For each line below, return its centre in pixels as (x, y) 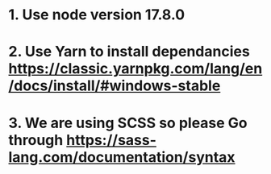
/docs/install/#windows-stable (115, 86)
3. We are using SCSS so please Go (128, 123)
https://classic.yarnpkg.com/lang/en (135, 69)
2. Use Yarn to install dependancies (129, 52)
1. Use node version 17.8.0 (97, 15)
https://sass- (111, 140)
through (36, 140)
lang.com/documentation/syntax (122, 157)
